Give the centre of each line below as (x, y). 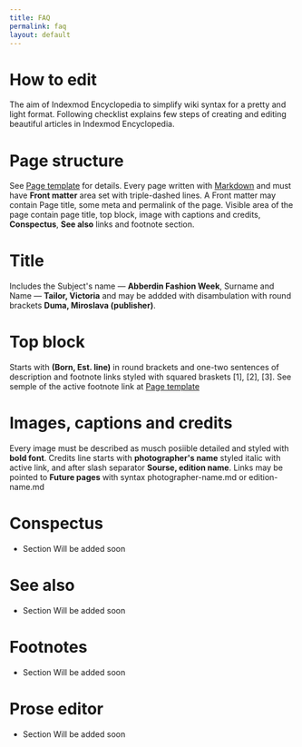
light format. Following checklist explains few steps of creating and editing (148, 114)
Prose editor (57, 709)
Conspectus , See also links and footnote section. (102, 224)
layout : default (40, 34)
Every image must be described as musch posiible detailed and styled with (149, 448)
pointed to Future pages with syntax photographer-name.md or (128, 477)
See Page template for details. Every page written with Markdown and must (151, 186)
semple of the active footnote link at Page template (105, 387)
